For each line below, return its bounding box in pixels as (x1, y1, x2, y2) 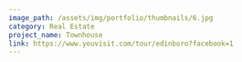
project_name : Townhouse (8, 30, 103, 39)
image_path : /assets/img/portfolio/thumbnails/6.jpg (8, 13, 214, 23)
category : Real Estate (8, 22, 95, 31)
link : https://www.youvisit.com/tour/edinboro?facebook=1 (8, 38, 234, 48)
